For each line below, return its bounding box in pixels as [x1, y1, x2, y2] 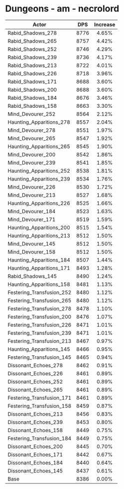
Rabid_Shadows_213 [7, 62, 57, 69]
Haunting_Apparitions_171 [7, 264, 71, 271]
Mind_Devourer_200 [7, 151, 56, 158]
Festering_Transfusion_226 [7, 321, 72, 328]
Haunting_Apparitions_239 [7, 175, 71, 182]
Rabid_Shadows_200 [7, 86, 57, 93]
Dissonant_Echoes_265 [7, 386, 63, 393]
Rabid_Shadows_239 [7, 53, 57, 60]
